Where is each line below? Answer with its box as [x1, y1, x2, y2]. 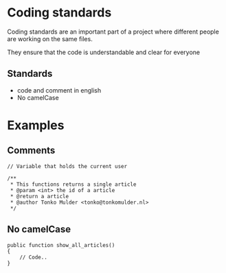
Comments [7, 145, 56, 156]
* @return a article [10, 193, 69, 200]
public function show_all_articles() [7, 241, 115, 248]
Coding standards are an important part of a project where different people [7, 27, 220, 36]
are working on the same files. [7, 34, 93, 43]
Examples [7, 117, 65, 133]
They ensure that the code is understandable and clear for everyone [7, 48, 201, 56]
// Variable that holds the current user [7, 163, 128, 169]
